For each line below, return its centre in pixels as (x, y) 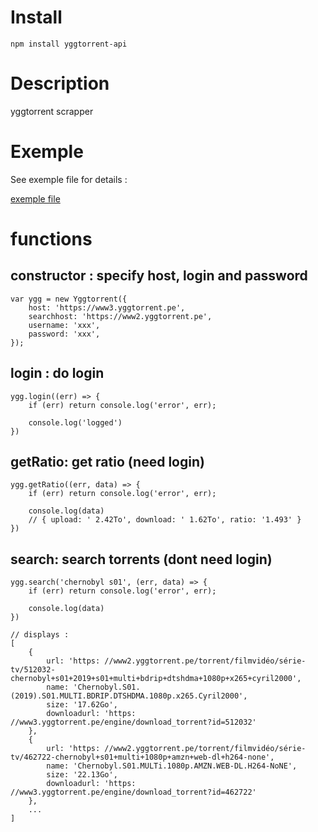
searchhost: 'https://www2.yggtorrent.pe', (120, 316)
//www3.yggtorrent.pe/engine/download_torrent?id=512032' (133, 722)
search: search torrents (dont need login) (141, 559)
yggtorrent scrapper (52, 111)
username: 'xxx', (64, 325)
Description (60, 83)
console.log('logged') (75, 422)
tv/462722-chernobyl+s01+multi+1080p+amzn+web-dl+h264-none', (142, 757)
